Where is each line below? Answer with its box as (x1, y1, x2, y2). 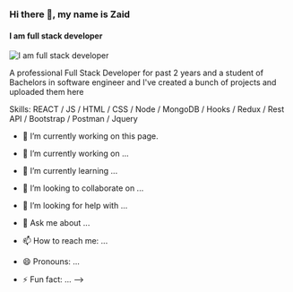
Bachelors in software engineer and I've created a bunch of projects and (9, 77, 277, 88)
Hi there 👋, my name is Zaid (9, 8, 131, 21)
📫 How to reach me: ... (22, 236, 108, 246)
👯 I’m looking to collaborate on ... (22, 183, 144, 193)
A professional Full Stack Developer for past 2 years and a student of (9, 67, 264, 79)
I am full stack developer (9, 30, 103, 41)
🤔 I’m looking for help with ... (22, 201, 128, 211)
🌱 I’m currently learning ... (22, 166, 118, 176)
